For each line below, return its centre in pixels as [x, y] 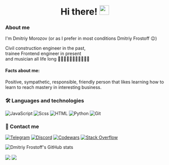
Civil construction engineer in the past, [45, 48]
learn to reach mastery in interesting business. [53, 87]
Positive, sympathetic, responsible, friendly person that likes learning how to [84, 82]
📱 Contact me [22, 126]
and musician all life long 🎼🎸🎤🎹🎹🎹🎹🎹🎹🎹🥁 [47, 59]
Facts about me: [23, 71]
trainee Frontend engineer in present [43, 53]
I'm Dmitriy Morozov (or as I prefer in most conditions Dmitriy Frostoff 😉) [81, 38]
